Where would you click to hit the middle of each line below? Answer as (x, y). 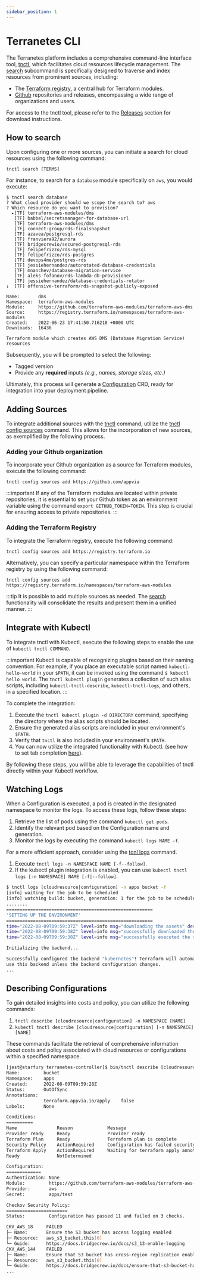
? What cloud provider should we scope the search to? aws (81, 203)
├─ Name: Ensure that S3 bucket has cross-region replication (93, 1255)
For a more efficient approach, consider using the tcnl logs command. (92, 852)
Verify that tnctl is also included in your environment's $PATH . (90, 740)
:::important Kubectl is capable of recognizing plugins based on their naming (100, 660)
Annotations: (22, 1095)
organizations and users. (45, 101)
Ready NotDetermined (49, 1156)
